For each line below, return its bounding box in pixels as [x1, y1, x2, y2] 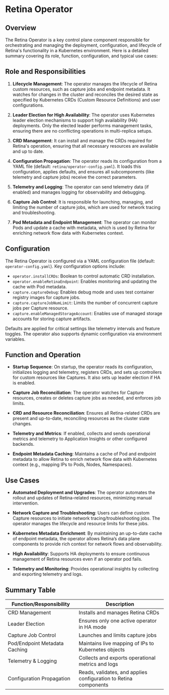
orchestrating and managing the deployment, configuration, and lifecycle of [5, 42, 162, 48]
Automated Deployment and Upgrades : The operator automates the [12, 489, 155, 495]
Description [105, 601, 135, 608]
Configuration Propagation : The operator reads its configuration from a [12, 158, 162, 164]
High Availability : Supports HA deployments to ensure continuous [12, 551, 150, 557]
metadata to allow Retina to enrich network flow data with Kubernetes [12, 456, 157, 462]
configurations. [12, 102, 44, 108]
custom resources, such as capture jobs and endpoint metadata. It [12, 86, 150, 92]
